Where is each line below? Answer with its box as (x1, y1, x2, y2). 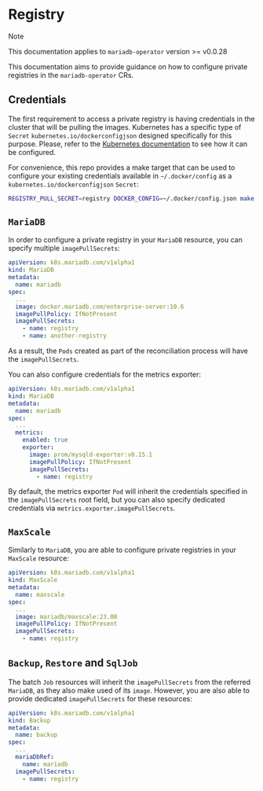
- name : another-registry (22, 332, 108, 340)
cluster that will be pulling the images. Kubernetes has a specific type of (8, 122, 242, 131)
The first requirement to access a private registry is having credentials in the (8, 114, 255, 123)
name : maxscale (15, 590, 65, 598)
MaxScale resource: (8, 554, 69, 563)
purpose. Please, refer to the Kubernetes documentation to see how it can (8, 139, 248, 149)
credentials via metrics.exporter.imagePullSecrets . (8, 503, 176, 513)
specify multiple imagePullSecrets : (8, 244, 120, 253)
